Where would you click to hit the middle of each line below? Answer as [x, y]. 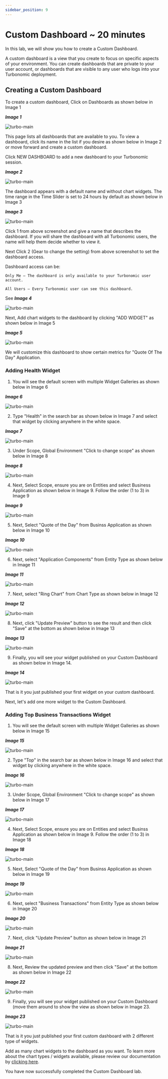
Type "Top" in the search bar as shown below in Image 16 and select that [87, 760]
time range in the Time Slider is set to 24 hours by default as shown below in [84, 197]
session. [14, 162]
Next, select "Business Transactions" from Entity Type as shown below [85, 903]
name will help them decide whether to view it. [53, 242]
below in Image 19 [31, 874]
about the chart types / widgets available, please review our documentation [83, 1056]
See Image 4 [18, 298]
